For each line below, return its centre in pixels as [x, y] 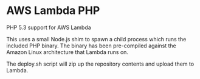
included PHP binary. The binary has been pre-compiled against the [91, 46]
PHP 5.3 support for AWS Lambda [49, 27]
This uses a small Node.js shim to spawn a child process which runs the [96, 39]
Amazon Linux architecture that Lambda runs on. [67, 52]
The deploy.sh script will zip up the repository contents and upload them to [100, 64]
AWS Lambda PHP [53, 11]
